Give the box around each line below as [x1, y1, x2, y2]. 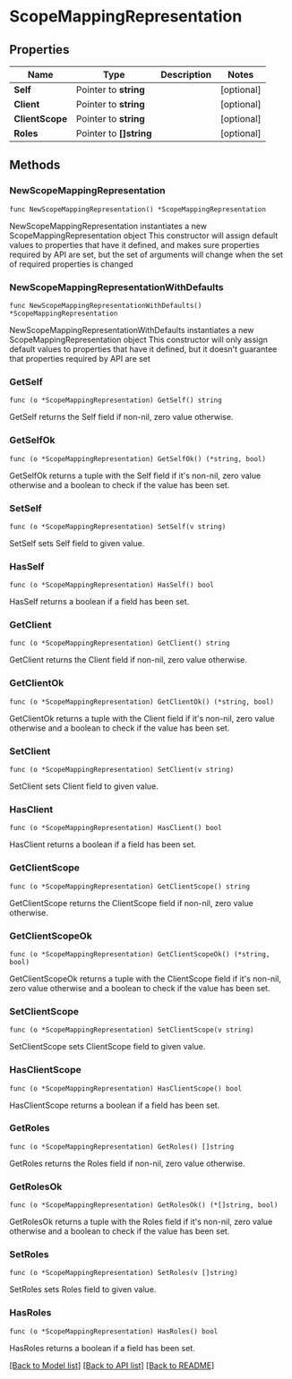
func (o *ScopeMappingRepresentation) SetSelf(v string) [9, 522, 227, 531]
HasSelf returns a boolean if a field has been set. [9, 596, 190, 607]
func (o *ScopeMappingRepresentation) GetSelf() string [9, 396, 222, 405]
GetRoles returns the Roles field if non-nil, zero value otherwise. [9, 1158, 245, 1169]
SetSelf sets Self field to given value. [9, 537, 145, 548]
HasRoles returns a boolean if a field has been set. [9, 1342, 195, 1353]
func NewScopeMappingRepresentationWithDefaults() [9, 301, 202, 310]
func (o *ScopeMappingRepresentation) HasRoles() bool [9, 1327, 219, 1336]
